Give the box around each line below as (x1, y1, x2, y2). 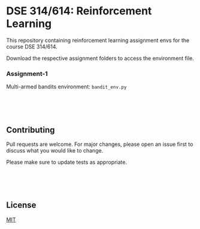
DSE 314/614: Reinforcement (6, 4, 152, 18)
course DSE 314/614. (6, 43, 58, 50)
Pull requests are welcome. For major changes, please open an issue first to (6, 141, 193, 148)
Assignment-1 (6, 69, 48, 78)
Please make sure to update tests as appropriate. (6, 158, 128, 166)
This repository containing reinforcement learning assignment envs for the (6, 36, 190, 44)
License (6, 200, 37, 210)
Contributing (6, 124, 55, 135)
